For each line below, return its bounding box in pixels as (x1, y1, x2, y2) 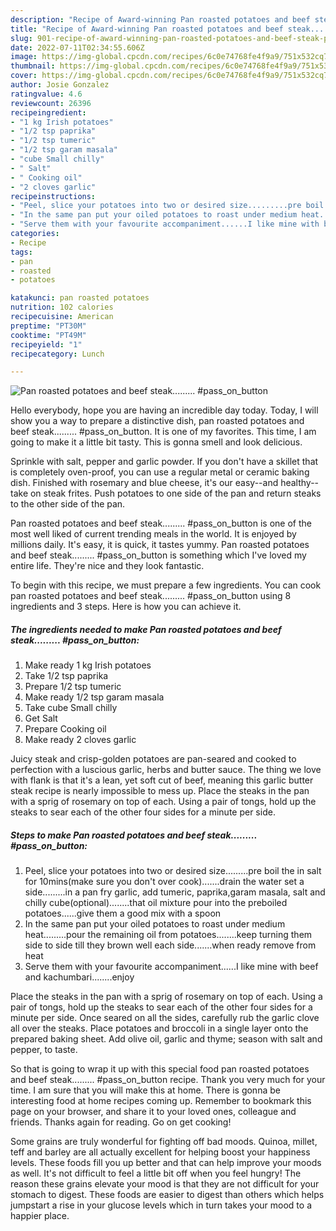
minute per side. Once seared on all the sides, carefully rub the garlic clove (10, 1012, 320, 1024)
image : (10, 52, 38, 62)
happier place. (10, 1210, 70, 1222)
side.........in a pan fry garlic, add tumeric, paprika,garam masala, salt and (24, 886, 326, 898)
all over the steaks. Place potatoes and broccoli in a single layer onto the (10, 1022, 309, 1035)
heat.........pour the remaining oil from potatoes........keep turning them (24, 929, 313, 941)
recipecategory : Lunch (10, 349, 105, 359)
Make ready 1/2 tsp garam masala (24, 691, 165, 703)
